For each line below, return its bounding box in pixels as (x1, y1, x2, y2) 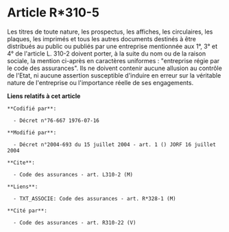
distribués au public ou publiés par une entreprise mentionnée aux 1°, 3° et (7, 42, 218, 50)
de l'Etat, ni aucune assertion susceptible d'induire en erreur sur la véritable (7, 71, 221, 80)
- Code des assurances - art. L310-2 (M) (13, 171, 134, 178)
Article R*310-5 (7, 5, 99, 21)
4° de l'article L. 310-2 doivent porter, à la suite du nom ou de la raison (7, 49, 206, 58)
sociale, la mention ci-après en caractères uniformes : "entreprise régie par (7, 56, 220, 65)
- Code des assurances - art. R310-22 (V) (13, 219, 136, 226)
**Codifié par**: (7, 105, 57, 112)
